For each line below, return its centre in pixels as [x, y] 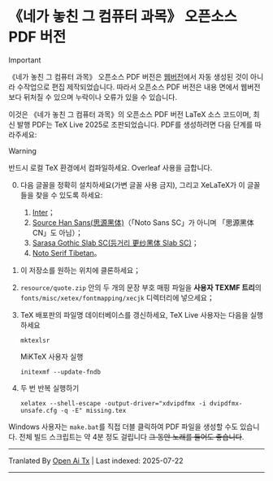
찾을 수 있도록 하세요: [69, 195]
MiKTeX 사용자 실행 [52, 356]
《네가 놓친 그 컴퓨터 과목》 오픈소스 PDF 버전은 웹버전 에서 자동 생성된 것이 [129, 76]
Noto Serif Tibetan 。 [67, 253]
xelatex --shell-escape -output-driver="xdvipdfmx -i [113, 403]
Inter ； [43, 212]
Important [25, 60]
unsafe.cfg [39, 410]
